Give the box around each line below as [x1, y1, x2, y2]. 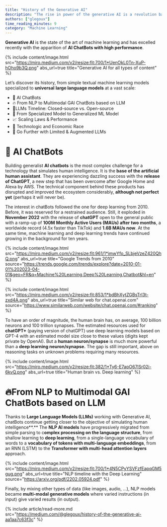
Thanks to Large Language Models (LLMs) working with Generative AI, [5, 414, 151, 420]
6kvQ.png [5, 369, 25, 375]
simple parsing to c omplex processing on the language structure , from [5, 430, 153, 435]
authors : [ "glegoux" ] [5, 16, 50, 21]
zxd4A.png [5, 297, 28, 303]
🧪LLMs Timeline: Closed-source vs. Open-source [12, 105, 114, 112]
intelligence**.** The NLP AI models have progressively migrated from [5, 424, 150, 430]
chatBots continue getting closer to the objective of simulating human [5, 419, 148, 425]
